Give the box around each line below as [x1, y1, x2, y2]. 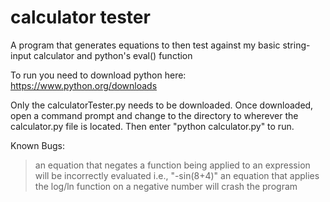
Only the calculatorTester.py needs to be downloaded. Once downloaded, [10, 99, 314, 111]
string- [282, 39, 311, 51]
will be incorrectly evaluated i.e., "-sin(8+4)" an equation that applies [34, 169, 320, 181]
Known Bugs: [10, 139, 65, 151]
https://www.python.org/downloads [10, 79, 158, 91]
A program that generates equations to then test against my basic [10, 39, 281, 51]
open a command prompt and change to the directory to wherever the [10, 109, 299, 121]
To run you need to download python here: [10, 69, 187, 81]
